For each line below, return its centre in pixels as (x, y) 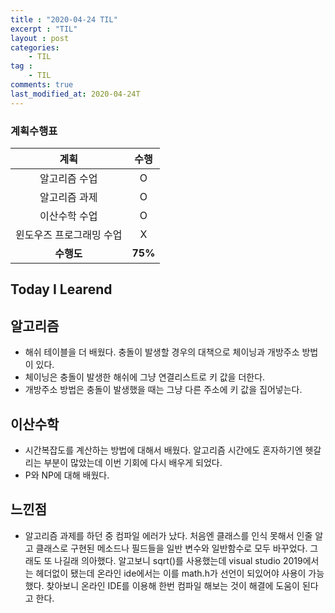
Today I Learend (61, 289)
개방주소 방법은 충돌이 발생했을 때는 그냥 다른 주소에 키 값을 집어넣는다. (163, 390)
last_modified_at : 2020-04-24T (75, 94)
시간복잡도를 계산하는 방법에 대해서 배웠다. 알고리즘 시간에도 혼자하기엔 (163, 450)
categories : (35, 47)
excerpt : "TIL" (44, 29)
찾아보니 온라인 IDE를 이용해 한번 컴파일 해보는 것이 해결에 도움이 (173, 585)
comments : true (42, 85)
